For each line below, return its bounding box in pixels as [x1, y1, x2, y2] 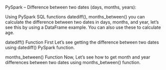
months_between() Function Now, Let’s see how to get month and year [5, 54, 151, 60]
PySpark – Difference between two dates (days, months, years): [5, 4, 137, 10]
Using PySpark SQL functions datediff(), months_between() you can [5, 14, 145, 19]
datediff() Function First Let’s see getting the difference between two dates [5, 39, 160, 45]
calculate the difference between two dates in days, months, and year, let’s [5, 19, 159, 25]
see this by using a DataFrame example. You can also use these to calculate [5, 24, 161, 30]
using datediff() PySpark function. [5, 45, 75, 50]
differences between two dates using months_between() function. [5, 60, 141, 65]
